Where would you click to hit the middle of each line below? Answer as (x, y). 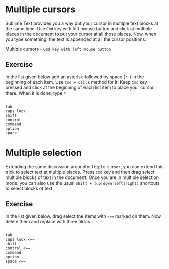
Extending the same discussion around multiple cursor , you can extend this (84, 166)
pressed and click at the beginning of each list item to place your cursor (80, 87)
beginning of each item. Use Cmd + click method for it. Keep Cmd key (76, 82)
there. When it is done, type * (36, 93)
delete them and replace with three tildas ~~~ (52, 221)
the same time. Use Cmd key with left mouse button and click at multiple (79, 28)
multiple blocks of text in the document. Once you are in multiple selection (82, 177)
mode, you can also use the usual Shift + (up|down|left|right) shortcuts (82, 183)
